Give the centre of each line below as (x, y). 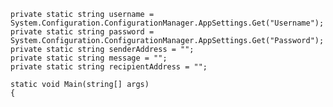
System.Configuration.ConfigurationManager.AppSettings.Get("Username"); (167, 23)
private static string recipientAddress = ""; (109, 67)
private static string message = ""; (89, 58)
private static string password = (82, 32)
